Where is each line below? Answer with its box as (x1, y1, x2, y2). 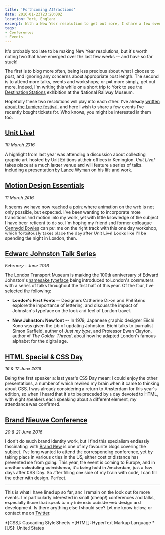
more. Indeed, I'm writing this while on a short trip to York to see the (5, 84, 143, 90)
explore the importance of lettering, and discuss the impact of (12, 302, 137, 308)
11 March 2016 (5, 194, 34, 200)
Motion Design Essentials (5, 181, 85, 190)
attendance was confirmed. (5, 401, 61, 407)
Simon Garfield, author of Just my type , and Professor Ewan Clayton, (12, 328, 152, 334)
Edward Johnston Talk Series (5, 249, 97, 258)
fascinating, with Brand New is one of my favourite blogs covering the (5, 443, 146, 449)
